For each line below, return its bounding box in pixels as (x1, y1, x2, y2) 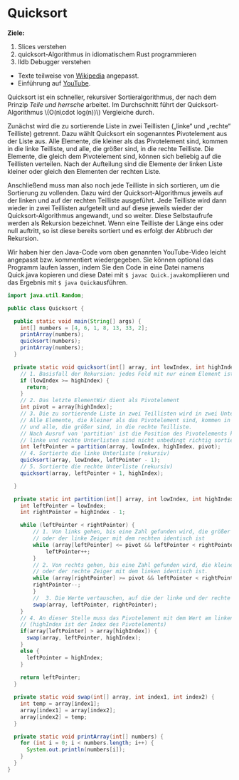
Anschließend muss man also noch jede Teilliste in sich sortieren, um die (7, 180, 221, 190)
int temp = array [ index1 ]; (20, 700, 100, 707)
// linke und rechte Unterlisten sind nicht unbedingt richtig (20, 436, 212, 443)
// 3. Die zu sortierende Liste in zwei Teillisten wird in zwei (20, 410, 218, 418)
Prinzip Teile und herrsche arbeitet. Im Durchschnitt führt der (7, 100, 186, 108)
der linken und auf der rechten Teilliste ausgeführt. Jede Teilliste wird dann (7, 196, 227, 205)
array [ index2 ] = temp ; (20, 713, 87, 721)
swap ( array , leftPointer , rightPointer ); (33, 601, 158, 608)
